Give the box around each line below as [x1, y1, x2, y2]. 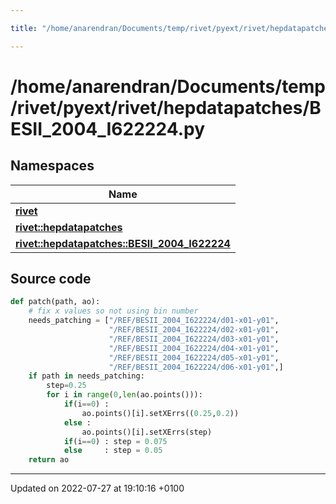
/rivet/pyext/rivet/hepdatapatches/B [10, 96, 322, 119]
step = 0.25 [46, 381, 87, 391]
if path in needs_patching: [28, 371, 145, 381]
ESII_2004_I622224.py [10, 117, 206, 140]
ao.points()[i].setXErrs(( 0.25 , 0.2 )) [81, 408, 240, 418]
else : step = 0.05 [63, 446, 163, 456]
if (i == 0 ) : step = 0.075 [63, 436, 168, 446]
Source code [10, 271, 92, 288]
